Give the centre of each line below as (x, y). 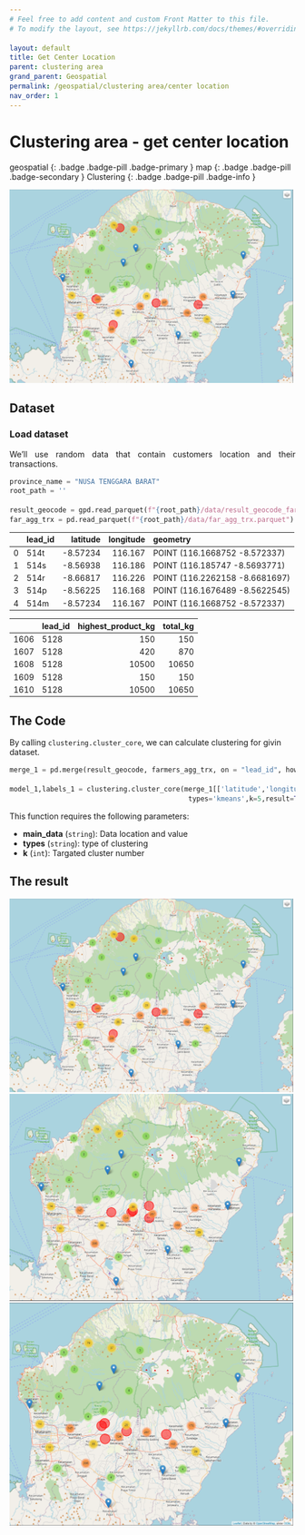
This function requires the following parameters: (99, 816)
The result (39, 882)
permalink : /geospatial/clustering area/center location (119, 86)
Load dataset (39, 434)
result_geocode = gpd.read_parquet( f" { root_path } (105, 510)
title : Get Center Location (63, 58)
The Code (38, 720)
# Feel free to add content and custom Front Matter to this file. (140, 19)
